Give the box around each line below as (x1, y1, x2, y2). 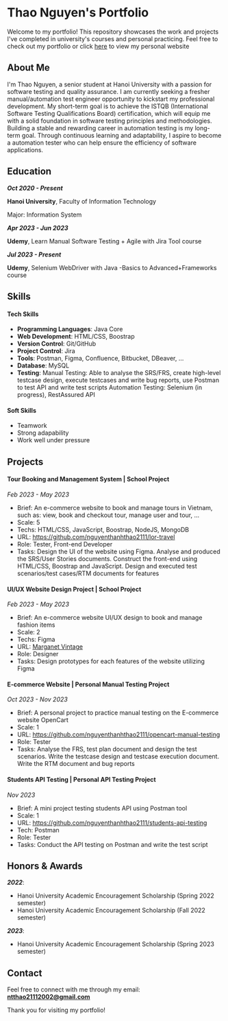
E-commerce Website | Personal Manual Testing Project (7, 680, 170, 688)
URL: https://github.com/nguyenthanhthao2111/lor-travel (16, 533, 175, 541)
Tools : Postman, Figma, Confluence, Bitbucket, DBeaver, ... (16, 355, 184, 363)
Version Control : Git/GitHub (16, 339, 97, 348)
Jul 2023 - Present (7, 250, 62, 259)
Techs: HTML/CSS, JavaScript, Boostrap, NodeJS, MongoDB (16, 525, 190, 533)
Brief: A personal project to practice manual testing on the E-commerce (16, 708, 219, 717)
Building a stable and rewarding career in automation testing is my (7, 123, 194, 132)
